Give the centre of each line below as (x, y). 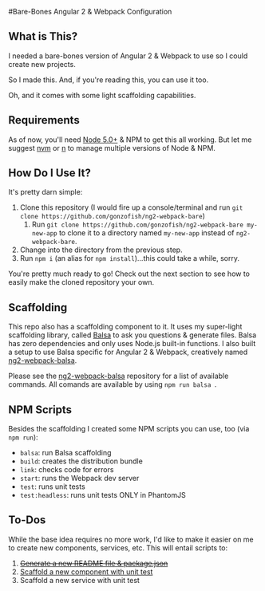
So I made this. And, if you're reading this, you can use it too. (109, 80)
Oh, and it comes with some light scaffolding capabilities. (102, 95)
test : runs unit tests (52, 487)
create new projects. (42, 64)
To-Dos (27, 520)
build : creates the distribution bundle (81, 461)
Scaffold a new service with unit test (79, 580)
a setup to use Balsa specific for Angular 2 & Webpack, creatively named (128, 352)
